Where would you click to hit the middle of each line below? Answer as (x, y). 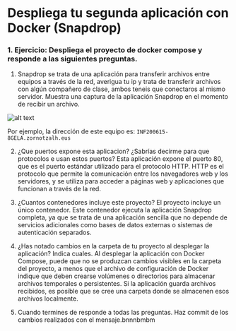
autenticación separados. (54, 233)
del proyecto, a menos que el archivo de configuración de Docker (113, 269)
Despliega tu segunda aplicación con (118, 13)
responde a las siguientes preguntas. (72, 59)
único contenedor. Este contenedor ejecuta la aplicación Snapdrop (114, 210)
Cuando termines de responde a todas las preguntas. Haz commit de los (123, 313)
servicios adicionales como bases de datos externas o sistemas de (115, 225)
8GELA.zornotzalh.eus (39, 138)
